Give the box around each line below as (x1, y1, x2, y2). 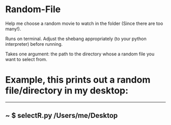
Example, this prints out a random (5, 74, 151, 86)
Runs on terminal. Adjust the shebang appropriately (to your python (5, 36, 147, 42)
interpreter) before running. (5, 41, 63, 47)
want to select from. (5, 56, 47, 62)
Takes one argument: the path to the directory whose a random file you (5, 51, 155, 57)
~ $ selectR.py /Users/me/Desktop (5, 111, 118, 120)
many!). (5, 25, 21, 32)
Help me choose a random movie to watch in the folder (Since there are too (5, 20, 163, 26)
